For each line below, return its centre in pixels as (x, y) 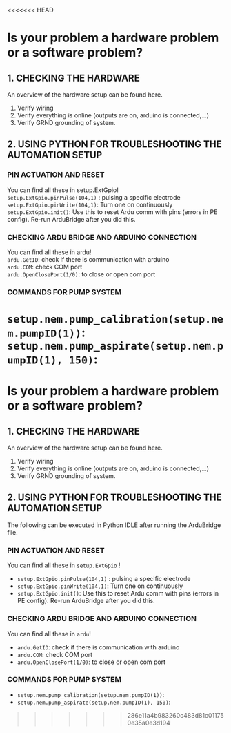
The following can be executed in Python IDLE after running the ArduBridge (114, 525)
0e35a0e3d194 (149, 723)
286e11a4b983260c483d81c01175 (175, 715)
